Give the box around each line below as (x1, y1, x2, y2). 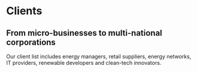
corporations (6, 37, 56, 47)
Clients (6, 4, 43, 18)
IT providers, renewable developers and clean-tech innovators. (6, 60, 162, 66)
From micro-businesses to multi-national (6, 28, 163, 38)
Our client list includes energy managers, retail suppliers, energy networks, (6, 53, 192, 60)
